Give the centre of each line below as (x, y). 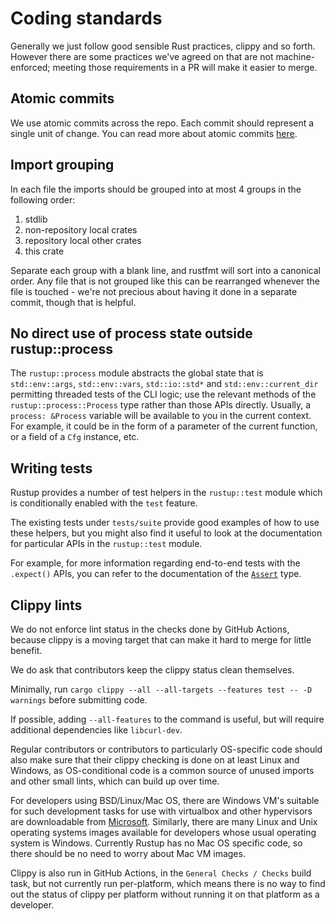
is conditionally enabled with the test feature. (104, 503)
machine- (295, 56)
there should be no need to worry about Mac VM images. (128, 853)
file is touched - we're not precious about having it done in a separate (154, 291)
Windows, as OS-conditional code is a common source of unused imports (162, 770)
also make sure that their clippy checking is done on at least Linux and (155, 760)
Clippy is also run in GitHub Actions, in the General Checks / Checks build (161, 873)
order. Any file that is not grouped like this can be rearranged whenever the (165, 281)
